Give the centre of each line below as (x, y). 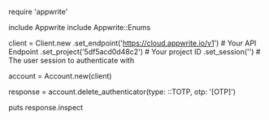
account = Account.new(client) (60, 76)
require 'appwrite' (38, 12)
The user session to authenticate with (72, 60)
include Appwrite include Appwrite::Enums (80, 27)
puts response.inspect (46, 107)
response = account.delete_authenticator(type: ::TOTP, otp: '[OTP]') (122, 92)
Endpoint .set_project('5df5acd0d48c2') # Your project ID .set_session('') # (134, 51)
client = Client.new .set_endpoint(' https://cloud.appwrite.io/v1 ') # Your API (132, 43)
